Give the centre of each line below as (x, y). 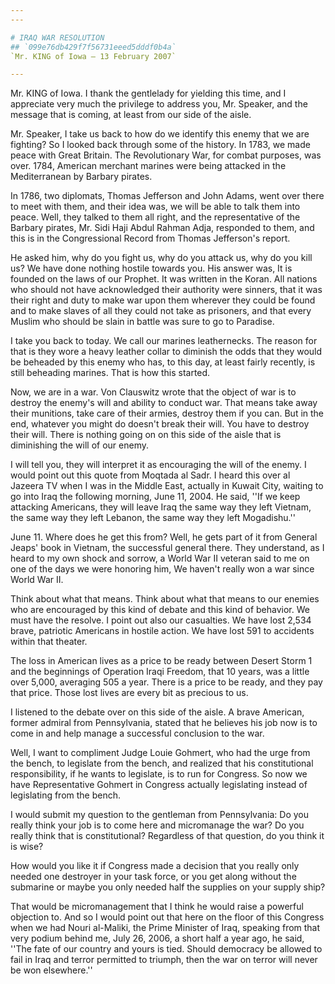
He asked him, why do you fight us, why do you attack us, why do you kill (161, 258)
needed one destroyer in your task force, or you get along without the (153, 877)
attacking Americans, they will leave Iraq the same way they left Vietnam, (161, 507)
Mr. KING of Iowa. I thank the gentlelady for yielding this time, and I (148, 93)
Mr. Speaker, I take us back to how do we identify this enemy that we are (160, 134)
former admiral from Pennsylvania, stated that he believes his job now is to (164, 723)
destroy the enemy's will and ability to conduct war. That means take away (164, 403)
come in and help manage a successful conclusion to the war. (137, 733)
